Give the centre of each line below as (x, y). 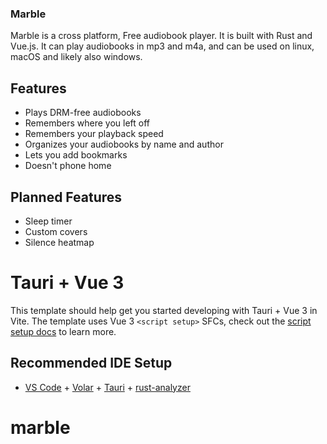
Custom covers (56, 231)
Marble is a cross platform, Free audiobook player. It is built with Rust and (161, 36)
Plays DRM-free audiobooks (83, 113)
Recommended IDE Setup (91, 363)
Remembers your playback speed (94, 134)
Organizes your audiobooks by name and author (124, 144)
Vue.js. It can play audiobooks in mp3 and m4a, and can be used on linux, (162, 46)
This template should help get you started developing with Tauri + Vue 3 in (164, 310)
